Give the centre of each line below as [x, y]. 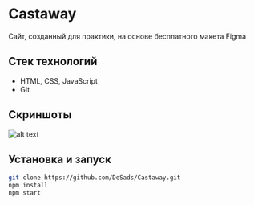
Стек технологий [53, 61]
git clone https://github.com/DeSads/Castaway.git [95, 178]
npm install [28, 186]
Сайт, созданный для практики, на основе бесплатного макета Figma [127, 36]
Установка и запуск [60, 159]
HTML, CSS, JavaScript [59, 80]
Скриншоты [40, 115]
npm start [25, 193]
